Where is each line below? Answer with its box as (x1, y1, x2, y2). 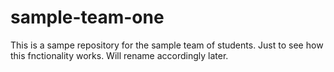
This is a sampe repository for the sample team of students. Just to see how (10, 39, 324, 51)
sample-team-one (10, 6, 165, 29)
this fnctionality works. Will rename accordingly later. (10, 49, 229, 61)
